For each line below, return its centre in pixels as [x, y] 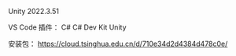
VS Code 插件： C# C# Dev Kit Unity [68, 27]
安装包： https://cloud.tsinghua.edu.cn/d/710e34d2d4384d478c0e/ [118, 44]
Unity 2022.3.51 [34, 11]
